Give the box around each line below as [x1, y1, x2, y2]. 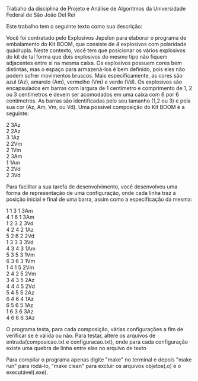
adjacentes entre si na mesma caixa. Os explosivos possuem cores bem [6, 59, 183, 66]
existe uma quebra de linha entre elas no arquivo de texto [6, 345, 146, 351]
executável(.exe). [6, 369, 49, 376]
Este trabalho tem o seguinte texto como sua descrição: [6, 23, 143, 30]
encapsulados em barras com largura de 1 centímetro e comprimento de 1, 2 [6, 85, 193, 91]
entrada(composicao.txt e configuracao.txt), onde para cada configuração [6, 338, 189, 345]
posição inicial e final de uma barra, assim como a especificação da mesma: [6, 196, 193, 203]
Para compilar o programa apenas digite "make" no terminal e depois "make [6, 356, 192, 363]
